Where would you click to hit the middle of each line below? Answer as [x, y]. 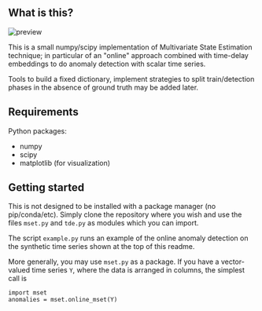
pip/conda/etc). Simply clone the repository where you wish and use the [125, 214]
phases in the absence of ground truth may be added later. [103, 87]
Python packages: [37, 131]
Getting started [46, 188]
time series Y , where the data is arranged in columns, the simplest [138, 270]
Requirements [43, 112]
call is [18, 279]
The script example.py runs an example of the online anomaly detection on [128, 238]
